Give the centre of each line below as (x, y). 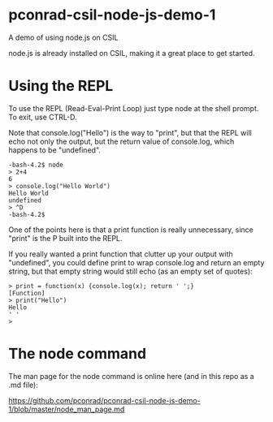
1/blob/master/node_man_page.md (67, 409)
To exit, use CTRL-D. (43, 117)
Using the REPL (61, 86)
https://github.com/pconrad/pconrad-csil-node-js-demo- (104, 400)
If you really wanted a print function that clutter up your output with (121, 254)
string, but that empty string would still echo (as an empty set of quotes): (131, 271)
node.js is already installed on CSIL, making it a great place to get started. (132, 53)
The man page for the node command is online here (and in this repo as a (131, 376)
